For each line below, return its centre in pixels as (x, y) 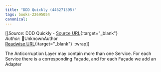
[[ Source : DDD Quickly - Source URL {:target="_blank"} (62, 33)
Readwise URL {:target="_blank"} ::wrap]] (47, 44)
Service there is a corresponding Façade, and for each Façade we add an (80, 59)
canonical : (16, 19)
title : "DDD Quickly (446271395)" (41, 10)
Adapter (13, 64)
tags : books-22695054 (28, 14)
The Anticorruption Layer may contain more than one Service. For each (78, 53)
